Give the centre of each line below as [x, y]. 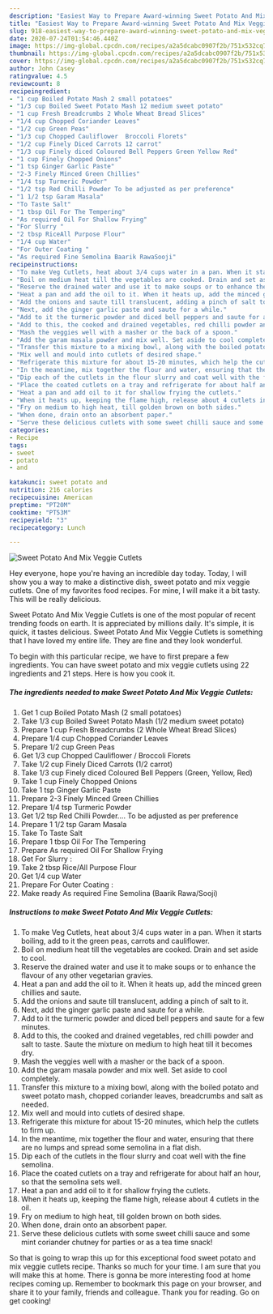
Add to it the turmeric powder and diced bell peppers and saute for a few [143, 1018]
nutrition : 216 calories [51, 490]
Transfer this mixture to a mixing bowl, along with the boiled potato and [140, 1087]
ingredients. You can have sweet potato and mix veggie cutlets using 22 [129, 665]
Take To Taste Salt [52, 833]
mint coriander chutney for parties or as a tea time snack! [117, 1242]
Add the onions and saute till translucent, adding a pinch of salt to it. [135, 1001]
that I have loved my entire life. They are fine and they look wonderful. [126, 641]
